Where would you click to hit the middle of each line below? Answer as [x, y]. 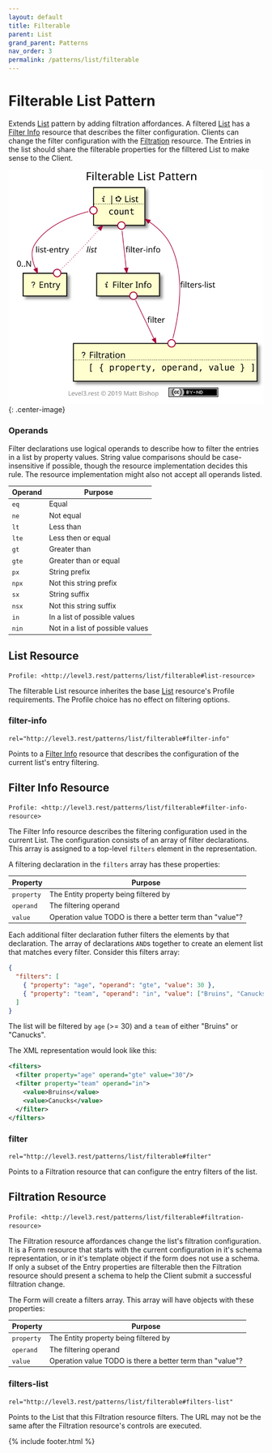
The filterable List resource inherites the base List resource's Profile [121, 691]
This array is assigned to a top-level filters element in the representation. [133, 849]
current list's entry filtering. [54, 762]
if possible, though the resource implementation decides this [147, 466]
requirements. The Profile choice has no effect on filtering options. [119, 700]
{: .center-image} [37, 410]
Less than [65, 527]
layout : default [36, 17]
